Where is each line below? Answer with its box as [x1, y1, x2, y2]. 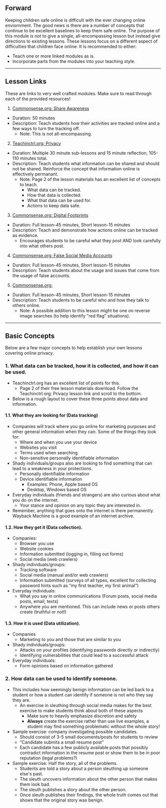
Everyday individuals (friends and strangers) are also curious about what [12, 491, 161, 497]
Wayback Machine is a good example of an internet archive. [12, 513, 134, 519]
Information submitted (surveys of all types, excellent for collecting [19, 577, 157, 584]
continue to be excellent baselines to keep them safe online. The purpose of [5, 27, 160, 34]
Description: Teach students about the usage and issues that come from [12, 267, 160, 273]
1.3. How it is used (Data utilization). [5, 620, 81, 626]
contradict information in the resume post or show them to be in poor [19, 750, 161, 755]
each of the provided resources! [5, 96, 71, 102]
